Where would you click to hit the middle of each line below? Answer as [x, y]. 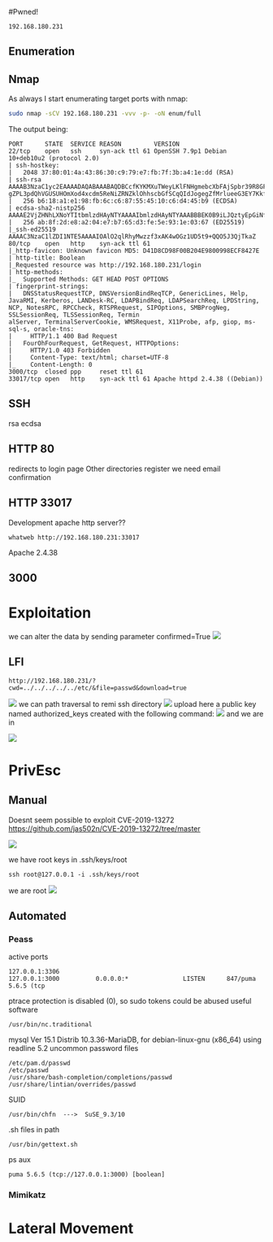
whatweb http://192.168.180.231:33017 [74, 537]
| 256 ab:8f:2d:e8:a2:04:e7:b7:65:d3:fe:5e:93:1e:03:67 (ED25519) [127, 223]
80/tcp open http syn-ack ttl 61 [80, 244]
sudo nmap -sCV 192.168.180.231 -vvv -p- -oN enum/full [105, 114]
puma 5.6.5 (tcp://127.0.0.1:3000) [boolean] [87, 1174]
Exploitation [50, 613]
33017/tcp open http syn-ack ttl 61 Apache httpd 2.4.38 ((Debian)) [136, 379]
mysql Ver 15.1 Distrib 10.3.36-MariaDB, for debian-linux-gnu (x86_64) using [135, 1039]
